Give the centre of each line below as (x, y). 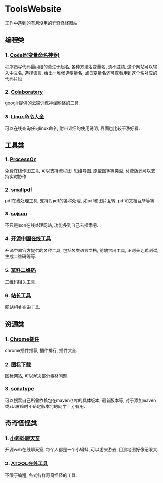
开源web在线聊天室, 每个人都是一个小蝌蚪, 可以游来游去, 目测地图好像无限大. (82, 450)
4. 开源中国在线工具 (28, 239)
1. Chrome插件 (22, 339)
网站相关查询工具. (23, 307)
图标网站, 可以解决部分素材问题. (37, 376)
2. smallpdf (19, 190)
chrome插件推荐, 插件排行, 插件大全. (41, 351)
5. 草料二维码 (20, 270)
